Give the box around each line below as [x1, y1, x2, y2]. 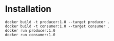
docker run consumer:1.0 [5, 32, 56, 37]
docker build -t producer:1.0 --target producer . [5, 20, 110, 24]
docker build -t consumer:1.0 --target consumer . [5, 23, 110, 29]
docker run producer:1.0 [5, 28, 56, 33]
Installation [5, 3, 52, 15]
